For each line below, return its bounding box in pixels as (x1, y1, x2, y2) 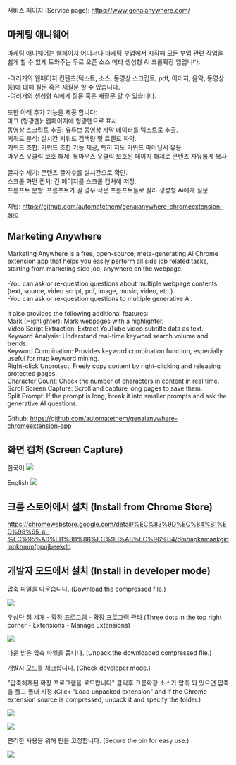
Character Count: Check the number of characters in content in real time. (7, 377, 220, 385)
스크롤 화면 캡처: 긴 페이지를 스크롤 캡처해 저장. (7, 177, 137, 185)
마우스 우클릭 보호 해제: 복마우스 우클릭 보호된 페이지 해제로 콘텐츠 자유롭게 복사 (7, 152, 228, 160)
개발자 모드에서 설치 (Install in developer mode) (7, 565, 211, 577)
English (7, 479, 29, 487)
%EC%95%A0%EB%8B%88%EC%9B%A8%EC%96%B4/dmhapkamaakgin (7, 535, 229, 544)
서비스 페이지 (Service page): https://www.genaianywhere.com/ (7, 6, 190, 14)
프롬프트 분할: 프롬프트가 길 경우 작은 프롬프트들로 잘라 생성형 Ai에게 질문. (7, 185, 210, 194)
